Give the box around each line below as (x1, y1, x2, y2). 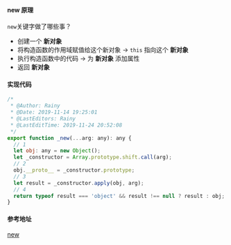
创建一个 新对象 (17, 37, 62, 46)
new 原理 (7, 6, 34, 14)
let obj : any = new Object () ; (13, 147, 101, 154)
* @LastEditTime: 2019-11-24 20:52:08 (10, 121, 123, 129)
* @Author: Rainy (10, 102, 60, 109)
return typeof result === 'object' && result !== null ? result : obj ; (13, 192, 225, 199)
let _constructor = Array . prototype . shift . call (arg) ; (13, 154, 172, 161)
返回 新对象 (17, 63, 50, 71)
